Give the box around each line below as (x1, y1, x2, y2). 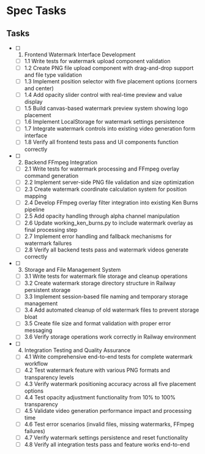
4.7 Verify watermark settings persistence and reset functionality (24, 434, 188, 441)
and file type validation (24, 71, 83, 79)
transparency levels (24, 374, 75, 381)
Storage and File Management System (24, 266, 121, 273)
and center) (24, 85, 54, 92)
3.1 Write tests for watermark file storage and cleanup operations (24, 272, 188, 280)
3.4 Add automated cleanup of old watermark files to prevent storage (24, 306, 199, 314)
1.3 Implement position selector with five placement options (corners (24, 78, 198, 85)
